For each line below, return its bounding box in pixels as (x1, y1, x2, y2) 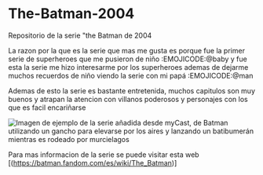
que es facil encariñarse (8, 103, 86, 112)
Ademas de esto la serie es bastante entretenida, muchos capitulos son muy (8, 86, 256, 95)
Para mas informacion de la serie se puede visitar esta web (8, 150, 199, 159)
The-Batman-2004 (8, 5, 135, 23)
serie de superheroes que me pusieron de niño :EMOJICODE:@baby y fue (8, 54, 247, 64)
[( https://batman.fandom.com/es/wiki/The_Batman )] (8, 158, 177, 167)
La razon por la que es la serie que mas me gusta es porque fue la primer (8, 46, 246, 55)
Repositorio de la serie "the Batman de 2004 (8, 31, 152, 40)
